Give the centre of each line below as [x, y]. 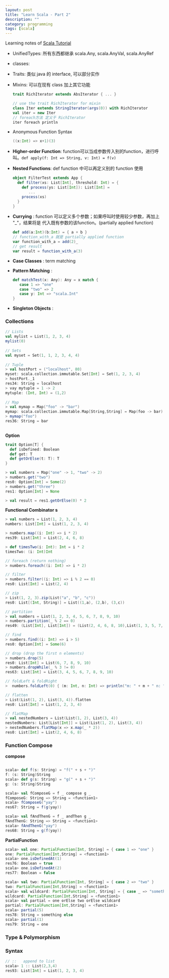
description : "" [22, 19]
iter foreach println [35, 122]
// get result [27, 247]
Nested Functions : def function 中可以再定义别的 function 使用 [78, 168]
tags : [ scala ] [20, 29]
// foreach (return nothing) [36, 561]
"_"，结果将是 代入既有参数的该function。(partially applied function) [83, 223]
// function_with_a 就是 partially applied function [68, 237]
